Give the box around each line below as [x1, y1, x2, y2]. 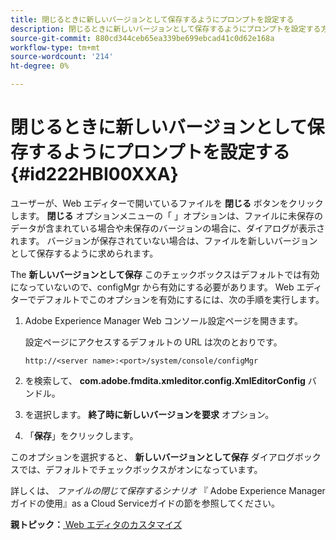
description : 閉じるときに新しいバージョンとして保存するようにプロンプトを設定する [10, 24, 322, 34]
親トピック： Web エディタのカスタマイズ [10, 518, 183, 530]
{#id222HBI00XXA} [10, 163, 179, 186]
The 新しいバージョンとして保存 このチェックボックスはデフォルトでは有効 [10, 268, 320, 280]
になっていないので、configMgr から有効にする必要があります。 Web [10, 281, 295, 293]
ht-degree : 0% [10, 61, 70, 71]
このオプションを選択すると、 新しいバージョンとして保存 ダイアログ [10, 451, 295, 463]
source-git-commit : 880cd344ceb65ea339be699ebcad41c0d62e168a [10, 33, 275, 43]
